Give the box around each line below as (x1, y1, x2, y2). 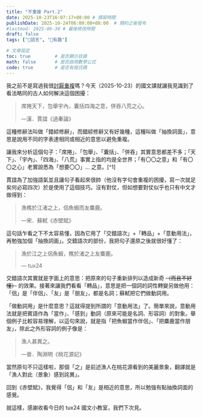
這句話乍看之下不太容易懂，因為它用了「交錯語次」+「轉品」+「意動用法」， (6, 230, 195, 237)
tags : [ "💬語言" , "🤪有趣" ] (6, 37, 68, 43)
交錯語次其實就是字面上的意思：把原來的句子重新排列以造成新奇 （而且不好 (6, 274, 192, 281)
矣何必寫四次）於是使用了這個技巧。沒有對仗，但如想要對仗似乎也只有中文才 (6, 183, 196, 190)
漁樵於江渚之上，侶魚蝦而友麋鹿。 (20, 204, 106, 211)
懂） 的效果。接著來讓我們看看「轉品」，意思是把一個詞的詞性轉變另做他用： (6, 281, 195, 289)
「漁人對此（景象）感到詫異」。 (6, 371, 83, 378)
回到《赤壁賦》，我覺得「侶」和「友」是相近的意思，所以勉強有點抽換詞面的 (6, 383, 194, 390)
